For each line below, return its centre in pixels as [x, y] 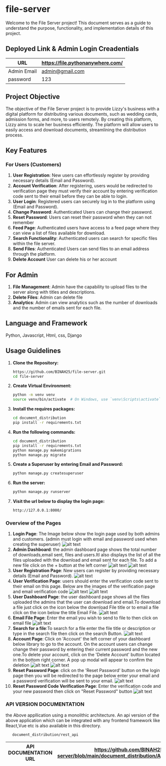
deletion [21, 665]
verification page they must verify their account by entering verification [85, 191]
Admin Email [22, 71]
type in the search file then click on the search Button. [67, 633]
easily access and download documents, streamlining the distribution [76, 130]
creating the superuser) [37, 544]
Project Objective [33, 97]
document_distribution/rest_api [45, 735]
